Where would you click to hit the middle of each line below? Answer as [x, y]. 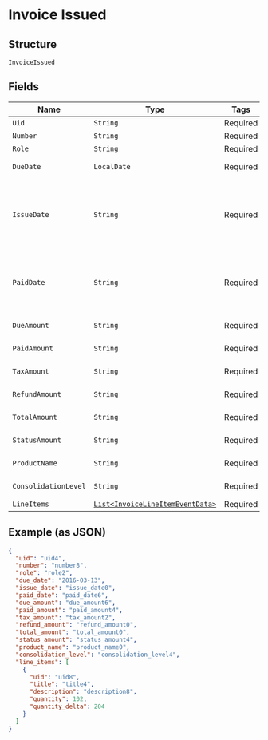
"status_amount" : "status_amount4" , [76, 640]
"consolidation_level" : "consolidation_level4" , [98, 655]
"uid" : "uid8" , [55, 677]
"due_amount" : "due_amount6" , [65, 603]
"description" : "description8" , [83, 692]
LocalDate [112, 166]
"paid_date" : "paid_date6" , [62, 595]
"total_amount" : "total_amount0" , [73, 632]
